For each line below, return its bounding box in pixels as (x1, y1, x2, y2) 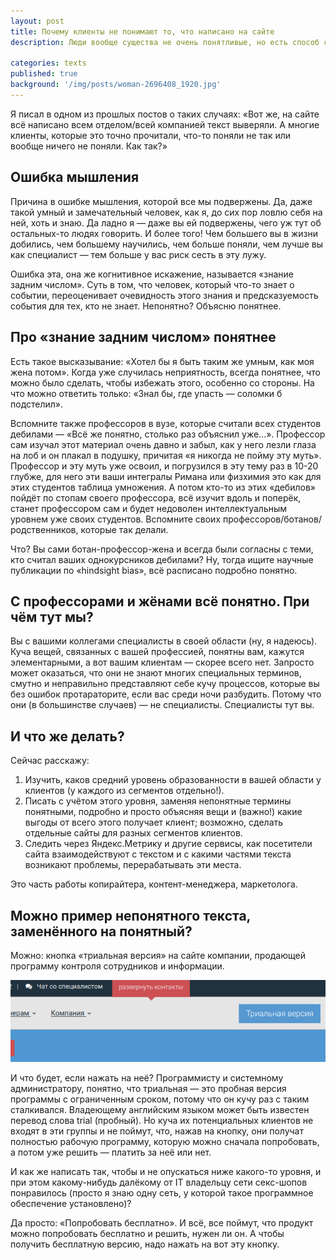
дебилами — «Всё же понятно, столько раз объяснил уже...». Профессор (10, 428, 326, 440)
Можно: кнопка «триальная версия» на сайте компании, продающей (10, 949, 306, 961)
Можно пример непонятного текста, (10, 907, 251, 924)
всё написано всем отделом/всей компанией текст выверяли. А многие (10, 118, 320, 130)
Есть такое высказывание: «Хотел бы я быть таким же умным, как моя (10, 355, 315, 367)
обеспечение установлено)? (10, 1197, 132, 1209)
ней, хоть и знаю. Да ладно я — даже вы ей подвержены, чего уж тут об (10, 216, 322, 229)
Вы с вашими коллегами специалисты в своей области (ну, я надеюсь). (10, 635, 318, 647)
